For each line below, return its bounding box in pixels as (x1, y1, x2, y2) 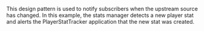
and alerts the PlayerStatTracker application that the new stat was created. (6, 18, 195, 25)
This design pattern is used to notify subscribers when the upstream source (6, 5, 198, 12)
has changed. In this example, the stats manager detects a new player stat (6, 12, 194, 19)
